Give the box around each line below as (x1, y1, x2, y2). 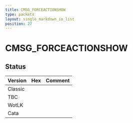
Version (7, 77, 27, 84)
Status (5, 62, 26, 71)
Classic (7, 86, 25, 93)
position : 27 (5, 21, 32, 26)
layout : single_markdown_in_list (5, 16, 75, 21)
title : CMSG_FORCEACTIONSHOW (5, 7, 66, 12)
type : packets (5, 12, 35, 17)
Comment (45, 77, 70, 84)
